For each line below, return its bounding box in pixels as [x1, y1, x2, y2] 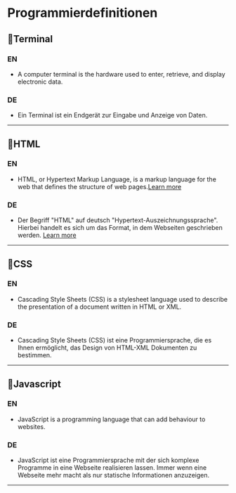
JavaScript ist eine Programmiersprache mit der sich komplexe [17, 456, 199, 465]
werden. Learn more [17, 231, 77, 240]
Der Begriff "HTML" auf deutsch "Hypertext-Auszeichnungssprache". [17, 216, 218, 224]
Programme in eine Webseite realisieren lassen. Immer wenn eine [17, 463, 207, 472]
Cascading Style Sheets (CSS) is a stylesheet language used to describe [17, 295, 228, 303]
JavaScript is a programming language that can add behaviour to [17, 415, 206, 423]
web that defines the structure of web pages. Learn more [17, 182, 182, 191]
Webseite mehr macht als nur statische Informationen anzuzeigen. [17, 471, 209, 480]
